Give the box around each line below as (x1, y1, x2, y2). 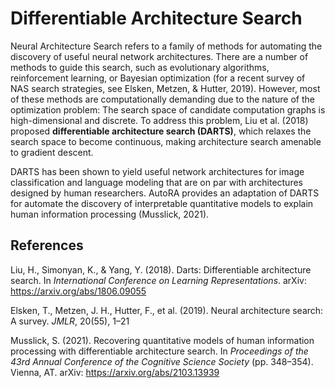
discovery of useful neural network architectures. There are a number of (10, 50, 309, 62)
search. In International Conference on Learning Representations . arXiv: (10, 274, 307, 286)
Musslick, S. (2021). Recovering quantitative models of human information (10, 334, 315, 346)
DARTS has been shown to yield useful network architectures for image (10, 165, 305, 177)
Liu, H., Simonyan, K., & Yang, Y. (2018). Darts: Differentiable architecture (10, 263, 312, 276)
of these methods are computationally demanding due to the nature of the (10, 93, 316, 105)
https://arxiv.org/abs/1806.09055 (10, 285, 147, 297)
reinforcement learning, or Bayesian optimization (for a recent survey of (10, 72, 306, 84)
